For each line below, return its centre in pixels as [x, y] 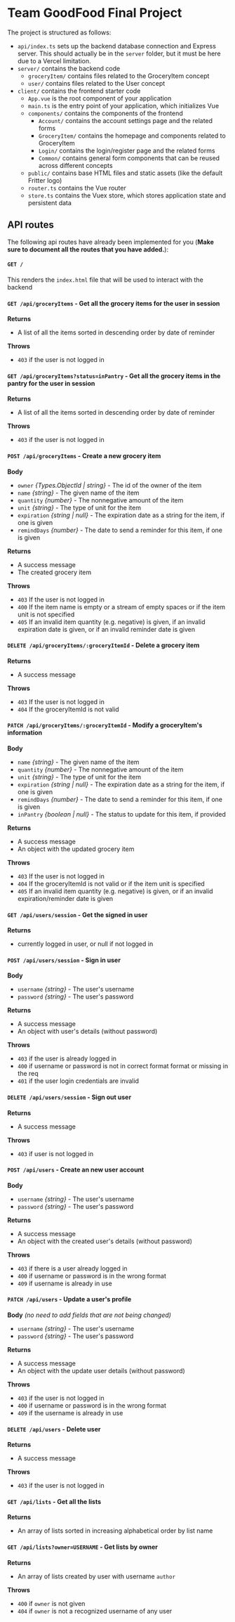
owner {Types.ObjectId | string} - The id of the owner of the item [109, 485]
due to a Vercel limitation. [54, 60]
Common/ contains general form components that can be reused [129, 158]
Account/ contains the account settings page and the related [125, 120]
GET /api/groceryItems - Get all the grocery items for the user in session [114, 303]
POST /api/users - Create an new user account [76, 1170]
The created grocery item [54, 572]
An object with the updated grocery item [76, 849]
